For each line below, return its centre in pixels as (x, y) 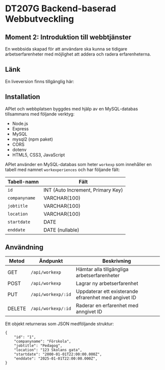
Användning (24, 247)
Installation (23, 97)
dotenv (19, 149)
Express (20, 129)
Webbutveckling (40, 19)
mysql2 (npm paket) (32, 139)
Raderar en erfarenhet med (107, 306)
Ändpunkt (51, 261)
